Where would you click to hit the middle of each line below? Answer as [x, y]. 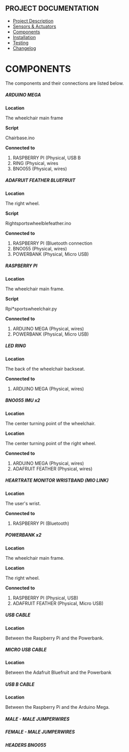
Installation [24, 37]
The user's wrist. [23, 503]
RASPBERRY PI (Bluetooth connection [52, 243]
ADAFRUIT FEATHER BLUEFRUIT [40, 180]
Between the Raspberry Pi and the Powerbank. [55, 638]
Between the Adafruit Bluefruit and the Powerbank [58, 672]
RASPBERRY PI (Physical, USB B [47, 158]
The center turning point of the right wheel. [51, 443]
